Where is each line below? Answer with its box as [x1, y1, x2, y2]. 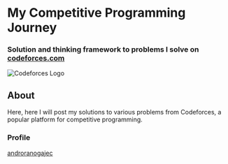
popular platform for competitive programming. [7, 115, 143, 124]
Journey [7, 20, 57, 36]
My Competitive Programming [7, 5, 186, 21]
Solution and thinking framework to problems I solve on [7, 45, 199, 54]
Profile [7, 133, 31, 142]
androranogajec [7, 149, 53, 157]
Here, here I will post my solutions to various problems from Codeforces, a [7, 108, 222, 117]
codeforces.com [7, 54, 65, 64]
